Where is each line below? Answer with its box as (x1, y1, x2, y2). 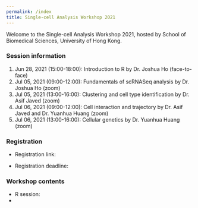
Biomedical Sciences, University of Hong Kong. (6, 37, 122, 44)
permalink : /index (6, 8, 52, 15)
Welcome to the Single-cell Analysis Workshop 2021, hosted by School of (6, 30, 186, 38)
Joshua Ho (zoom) (14, 84, 61, 91)
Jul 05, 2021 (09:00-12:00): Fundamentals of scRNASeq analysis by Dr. (14, 78, 189, 85)
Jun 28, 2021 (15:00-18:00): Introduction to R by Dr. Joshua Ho (14, 65, 168, 72)
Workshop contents (6, 177, 65, 185)
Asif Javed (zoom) (14, 97, 61, 104)
